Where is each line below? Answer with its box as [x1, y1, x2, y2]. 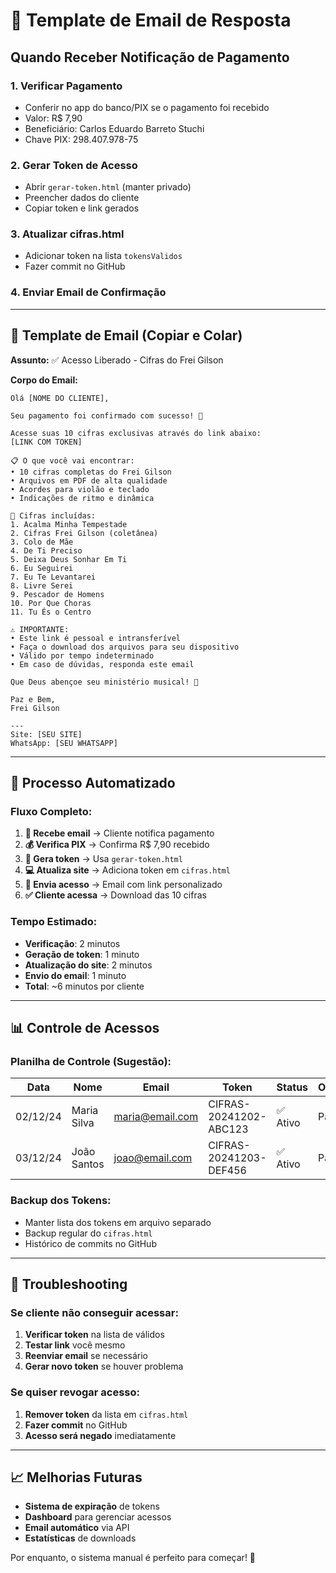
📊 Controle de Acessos [10, 1019, 160, 1036]
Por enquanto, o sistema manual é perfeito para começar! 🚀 [10, 1552, 257, 1564]
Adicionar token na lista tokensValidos [24, 250, 183, 262]
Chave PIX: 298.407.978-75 [24, 133, 139, 145]
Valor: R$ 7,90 [24, 112, 83, 124]
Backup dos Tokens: [10, 1194, 112, 1208]
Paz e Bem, [10, 694, 56, 704]
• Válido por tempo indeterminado [10, 650, 155, 661]
